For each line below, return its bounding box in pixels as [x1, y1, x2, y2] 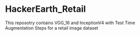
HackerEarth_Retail [5, 3, 86, 15]
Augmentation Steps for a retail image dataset [5, 25, 99, 31]
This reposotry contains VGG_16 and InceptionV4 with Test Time [5, 20, 136, 26]
